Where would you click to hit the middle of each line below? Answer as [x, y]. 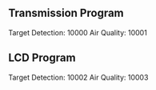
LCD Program [42, 58]
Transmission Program [66, 13]
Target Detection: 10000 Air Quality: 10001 [78, 32]
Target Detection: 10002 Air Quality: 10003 [78, 77]
